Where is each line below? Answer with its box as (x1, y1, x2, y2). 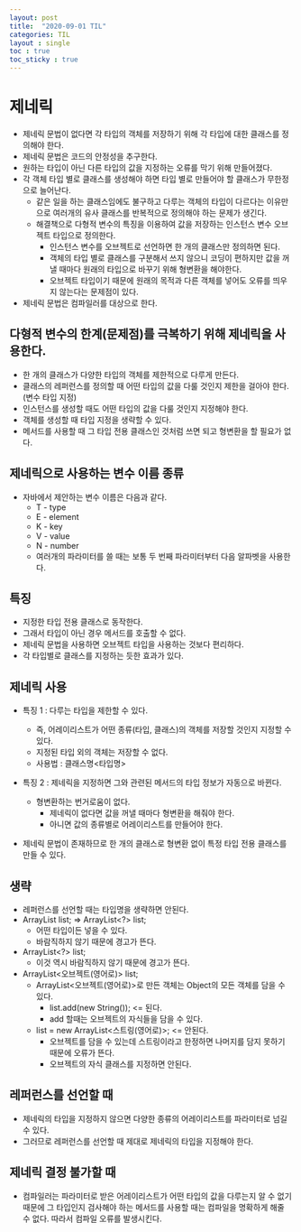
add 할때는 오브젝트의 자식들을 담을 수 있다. (49, 1014, 204, 1024)
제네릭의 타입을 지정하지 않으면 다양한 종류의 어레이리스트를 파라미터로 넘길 (22, 1113, 288, 1124)
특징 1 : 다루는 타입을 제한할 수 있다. (22, 705, 149, 716)
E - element (35, 511, 79, 522)
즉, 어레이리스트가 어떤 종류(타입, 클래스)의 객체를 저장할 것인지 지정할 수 (35, 724, 292, 736)
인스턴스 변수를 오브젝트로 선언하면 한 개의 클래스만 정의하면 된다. (49, 241, 281, 252)
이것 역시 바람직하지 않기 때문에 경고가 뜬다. (35, 958, 190, 968)
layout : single (9, 38, 70, 48)
